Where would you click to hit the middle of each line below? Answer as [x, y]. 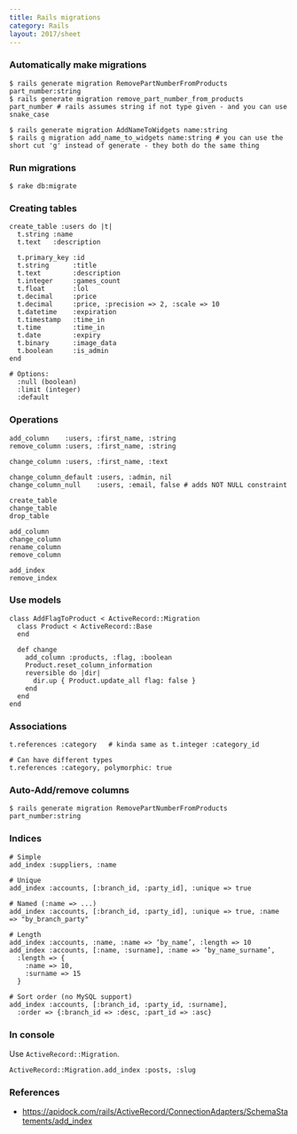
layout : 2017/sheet [45, 34]
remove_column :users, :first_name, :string [93, 446]
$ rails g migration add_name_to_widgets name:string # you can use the [146, 138]
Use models [35, 600]
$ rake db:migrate [43, 186]
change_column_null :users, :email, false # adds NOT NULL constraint [148, 484]
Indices [26, 839]
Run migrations [43, 168]
